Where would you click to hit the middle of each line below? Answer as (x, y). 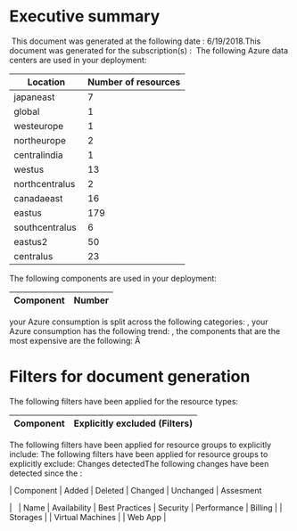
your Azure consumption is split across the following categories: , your (139, 322)
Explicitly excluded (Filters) (133, 423)
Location (46, 82)
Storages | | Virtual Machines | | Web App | (88, 517)
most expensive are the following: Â (75, 340)
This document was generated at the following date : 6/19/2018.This (136, 41)
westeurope (39, 126)
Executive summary (85, 16)
